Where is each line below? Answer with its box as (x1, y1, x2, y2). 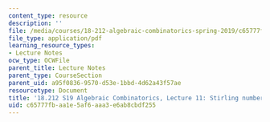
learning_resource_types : (8, 42, 95, 50)
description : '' (8, 19, 63, 27)
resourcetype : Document (8, 86, 88, 95)
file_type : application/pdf (8, 34, 103, 43)
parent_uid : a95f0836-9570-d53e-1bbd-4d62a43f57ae (8, 79, 182, 87)
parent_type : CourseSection (8, 71, 103, 79)
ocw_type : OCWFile (8, 57, 70, 65)
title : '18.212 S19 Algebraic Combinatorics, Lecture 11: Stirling (8, 94, 239, 102)
